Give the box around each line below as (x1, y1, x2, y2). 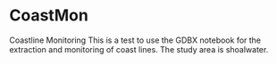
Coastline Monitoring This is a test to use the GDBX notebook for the (9, 35, 262, 45)
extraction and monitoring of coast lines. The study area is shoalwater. (9, 44, 269, 54)
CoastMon (9, 5, 89, 26)
